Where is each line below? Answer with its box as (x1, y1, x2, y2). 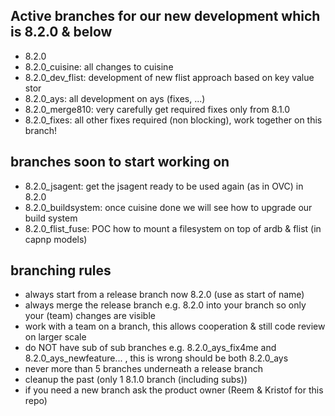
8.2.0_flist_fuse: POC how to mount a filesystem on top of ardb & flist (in (24, 222, 322, 234)
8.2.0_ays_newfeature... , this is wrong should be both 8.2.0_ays (24, 352, 289, 364)
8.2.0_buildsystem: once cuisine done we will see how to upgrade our (24, 201, 313, 213)
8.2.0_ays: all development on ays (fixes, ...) (24, 92, 206, 104)
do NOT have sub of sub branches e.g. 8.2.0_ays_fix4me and (24, 342, 277, 354)
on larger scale (24, 331, 87, 343)
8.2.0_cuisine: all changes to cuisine (24, 60, 174, 73)
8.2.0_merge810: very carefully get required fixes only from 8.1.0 (24, 103, 291, 115)
